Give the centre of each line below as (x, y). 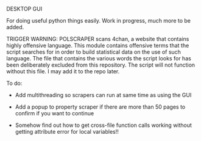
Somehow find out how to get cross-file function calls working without (103, 125)
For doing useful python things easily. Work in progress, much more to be (98, 20)
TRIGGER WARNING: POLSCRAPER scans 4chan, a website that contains (98, 39)
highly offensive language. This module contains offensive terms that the (98, 45)
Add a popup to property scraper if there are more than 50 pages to (100, 107)
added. (15, 27)
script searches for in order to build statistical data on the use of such (94, 52)
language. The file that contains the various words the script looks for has (99, 58)
